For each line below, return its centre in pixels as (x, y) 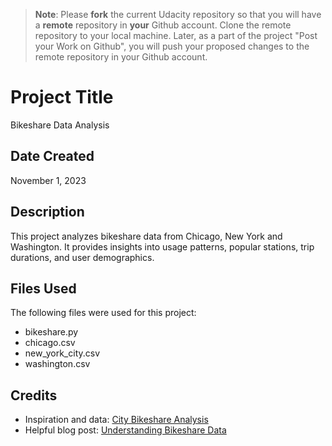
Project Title (62, 97)
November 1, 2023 (48, 180)
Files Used (43, 288)
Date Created (52, 156)
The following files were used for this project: (103, 313)
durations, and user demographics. (82, 257)
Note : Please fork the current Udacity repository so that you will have (178, 14)
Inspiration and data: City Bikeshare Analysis (116, 420)
